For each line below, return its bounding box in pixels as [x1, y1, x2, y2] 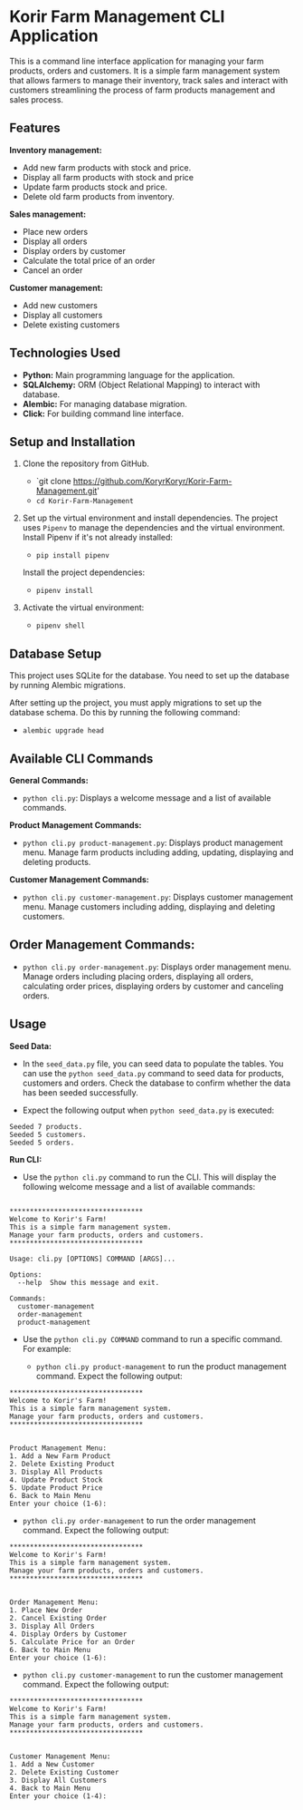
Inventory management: [9, 144, 102, 155]
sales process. [9, 93, 64, 105]
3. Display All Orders [9, 1621, 95, 1630]
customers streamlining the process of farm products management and [9, 84, 276, 95]
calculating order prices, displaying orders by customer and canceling [22, 980, 284, 991]
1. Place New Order [9, 1605, 83, 1615]
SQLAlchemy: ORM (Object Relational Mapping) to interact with [22, 379, 260, 390]
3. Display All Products [9, 1467, 103, 1476]
